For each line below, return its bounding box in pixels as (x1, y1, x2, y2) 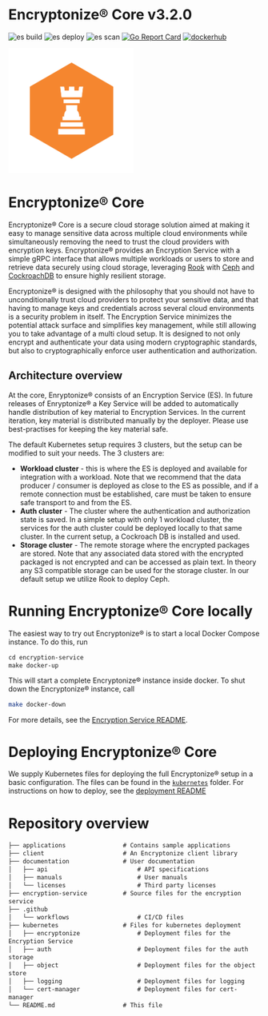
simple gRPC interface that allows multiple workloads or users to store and (8, 253, 254, 263)
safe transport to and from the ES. (19, 497, 132, 507)
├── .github (8, 906, 48, 914)
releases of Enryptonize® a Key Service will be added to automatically (8, 398, 238, 408)
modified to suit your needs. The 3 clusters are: (8, 448, 165, 457)
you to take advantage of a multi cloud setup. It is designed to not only (8, 329, 241, 338)
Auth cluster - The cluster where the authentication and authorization (19, 506, 250, 516)
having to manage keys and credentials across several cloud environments (8, 303, 254, 313)
